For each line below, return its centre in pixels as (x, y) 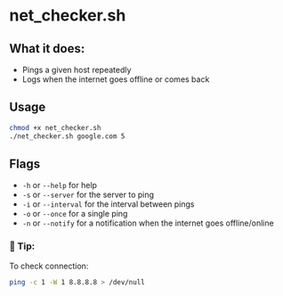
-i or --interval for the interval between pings (108, 204)
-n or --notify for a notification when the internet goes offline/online (148, 223)
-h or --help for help (60, 185)
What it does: (47, 49)
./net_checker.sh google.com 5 (67, 136)
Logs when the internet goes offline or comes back (116, 79)
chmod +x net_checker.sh (55, 127)
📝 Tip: (22, 246)
